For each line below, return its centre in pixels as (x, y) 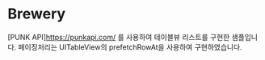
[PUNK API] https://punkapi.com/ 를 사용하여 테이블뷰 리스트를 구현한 (119, 37)
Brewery (37, 14)
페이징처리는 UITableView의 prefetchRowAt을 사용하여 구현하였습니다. (130, 47)
